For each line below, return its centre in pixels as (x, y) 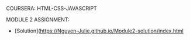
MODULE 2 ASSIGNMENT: (38, 19)
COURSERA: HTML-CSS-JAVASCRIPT (52, 8)
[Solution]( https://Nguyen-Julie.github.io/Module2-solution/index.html (99, 31)
